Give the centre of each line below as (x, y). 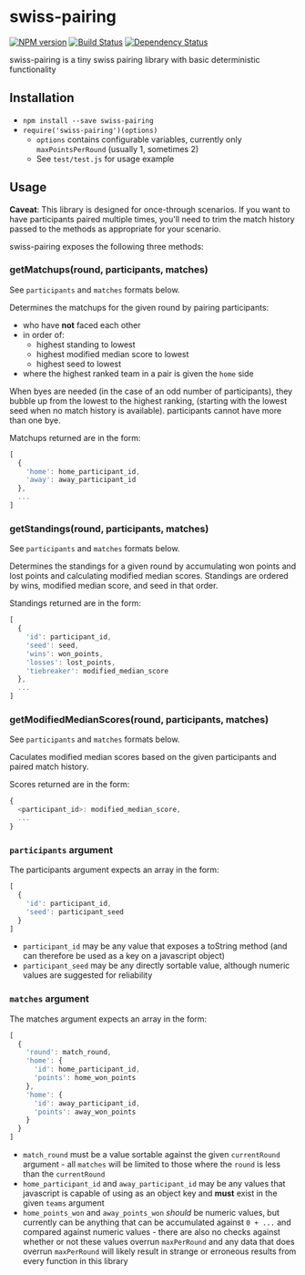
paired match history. (49, 766)
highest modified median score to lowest (112, 354)
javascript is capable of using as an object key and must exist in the (150, 1193)
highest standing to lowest (86, 344)
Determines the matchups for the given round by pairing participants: (139, 307)
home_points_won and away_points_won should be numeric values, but (151, 1213)
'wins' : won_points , (65, 653)
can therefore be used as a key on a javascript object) (124, 956)
